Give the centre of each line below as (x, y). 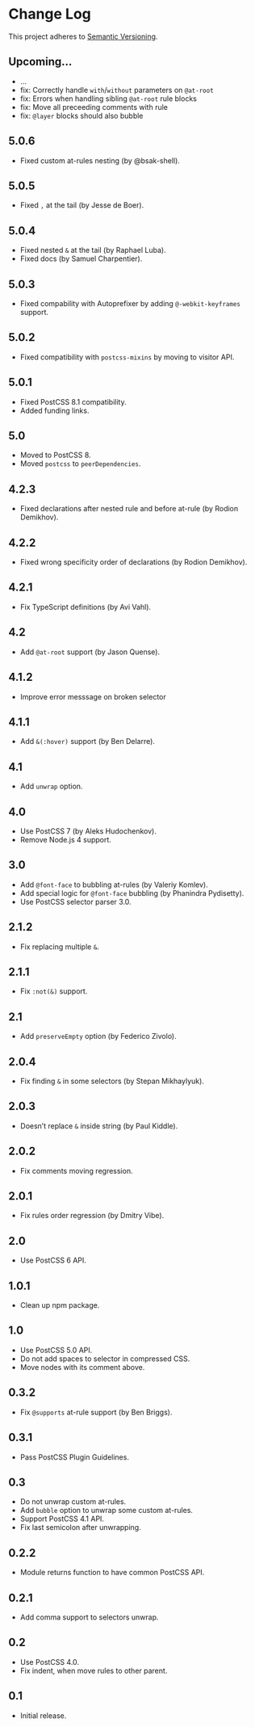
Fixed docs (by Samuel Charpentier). (81, 258)
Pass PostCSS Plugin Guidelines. (74, 1457)
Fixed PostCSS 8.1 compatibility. (73, 401)
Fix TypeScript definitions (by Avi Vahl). (86, 607)
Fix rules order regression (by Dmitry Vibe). (92, 1216)
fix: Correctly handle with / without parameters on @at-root (117, 90)
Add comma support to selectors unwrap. (89, 1617)
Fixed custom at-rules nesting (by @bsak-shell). (100, 160)
